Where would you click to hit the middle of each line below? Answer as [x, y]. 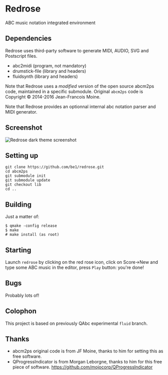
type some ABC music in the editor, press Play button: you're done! [75, 267]
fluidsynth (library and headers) [45, 76]
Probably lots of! [22, 295]
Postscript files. [21, 56]
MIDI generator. [21, 112]
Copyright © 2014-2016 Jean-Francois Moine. [53, 97]
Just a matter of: [22, 217]
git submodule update [28, 180]
